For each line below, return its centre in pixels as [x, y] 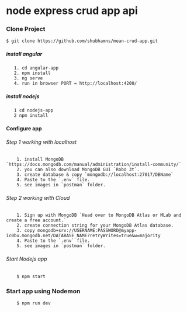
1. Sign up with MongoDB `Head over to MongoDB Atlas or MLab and [99, 215]
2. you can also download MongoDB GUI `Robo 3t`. [78, 170]
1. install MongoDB [40, 160]
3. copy [26, 231]
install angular [24, 54]
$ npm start [31, 276]
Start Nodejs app [27, 259]
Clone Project [26, 29]
